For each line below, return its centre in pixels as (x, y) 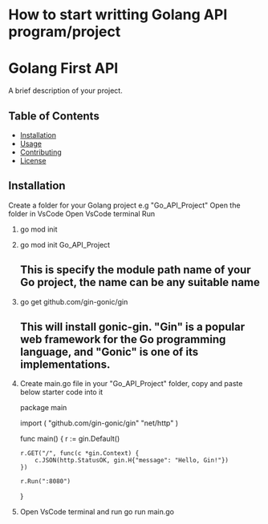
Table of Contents (54, 116)
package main (43, 408)
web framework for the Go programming (123, 339)
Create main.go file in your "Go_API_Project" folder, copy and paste (131, 384)
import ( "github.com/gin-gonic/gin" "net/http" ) (99, 423)
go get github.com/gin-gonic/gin (74, 301)
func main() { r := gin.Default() (70, 439)
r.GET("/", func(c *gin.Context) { (79, 453)
